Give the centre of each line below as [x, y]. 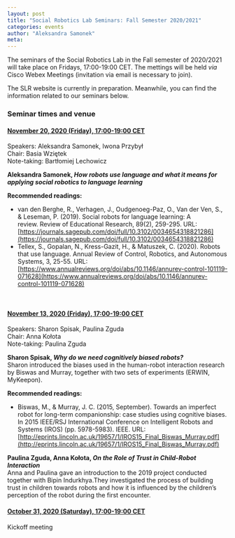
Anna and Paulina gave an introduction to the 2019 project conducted [107, 473]
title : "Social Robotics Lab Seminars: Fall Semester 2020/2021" [104, 20]
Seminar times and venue [51, 114]
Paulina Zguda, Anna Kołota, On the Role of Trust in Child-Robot [102, 458]
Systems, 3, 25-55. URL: [52, 262]
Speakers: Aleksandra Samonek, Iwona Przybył [75, 146]
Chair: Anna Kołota [34, 337]
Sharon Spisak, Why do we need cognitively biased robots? [95, 358]
